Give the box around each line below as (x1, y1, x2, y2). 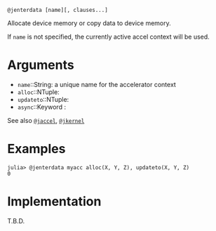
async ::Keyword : (17, 103, 67, 111)
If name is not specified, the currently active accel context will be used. (7, 32, 210, 41)
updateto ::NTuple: (17, 95, 69, 103)
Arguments (7, 57, 75, 73)
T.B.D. (7, 216, 25, 225)
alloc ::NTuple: (17, 88, 60, 96)
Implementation (7, 194, 102, 210)
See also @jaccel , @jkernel (7, 116, 85, 124)
